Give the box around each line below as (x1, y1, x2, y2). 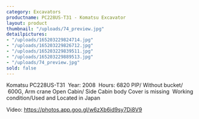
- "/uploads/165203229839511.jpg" (6, 48, 94, 54)
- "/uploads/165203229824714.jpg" (6, 37, 94, 43)
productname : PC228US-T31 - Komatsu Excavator (6, 14, 126, 21)
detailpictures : (6, 31, 47, 37)
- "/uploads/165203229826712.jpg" (6, 43, 94, 49)
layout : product (6, 20, 47, 26)
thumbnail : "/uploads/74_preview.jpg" (6, 25, 104, 32)
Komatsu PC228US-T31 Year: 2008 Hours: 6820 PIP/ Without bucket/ (6, 82, 183, 89)
